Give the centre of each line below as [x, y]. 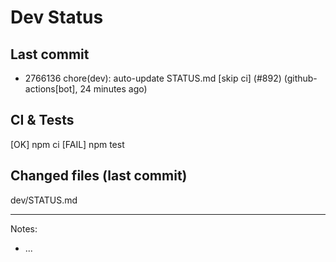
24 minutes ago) [113, 89]
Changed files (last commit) [99, 176]
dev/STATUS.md [44, 200]
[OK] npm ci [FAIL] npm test [67, 144]
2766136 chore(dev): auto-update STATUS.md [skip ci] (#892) [153, 78]
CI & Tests [42, 120]
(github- [300, 78]
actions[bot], [51, 89]
